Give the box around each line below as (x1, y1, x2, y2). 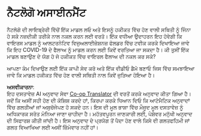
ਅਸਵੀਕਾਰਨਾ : (7, 84, 35, 91)
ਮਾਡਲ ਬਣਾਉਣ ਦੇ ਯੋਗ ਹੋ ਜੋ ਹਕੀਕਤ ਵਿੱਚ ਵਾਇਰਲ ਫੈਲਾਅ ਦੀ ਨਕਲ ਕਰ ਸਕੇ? (7, 52, 156, 60)
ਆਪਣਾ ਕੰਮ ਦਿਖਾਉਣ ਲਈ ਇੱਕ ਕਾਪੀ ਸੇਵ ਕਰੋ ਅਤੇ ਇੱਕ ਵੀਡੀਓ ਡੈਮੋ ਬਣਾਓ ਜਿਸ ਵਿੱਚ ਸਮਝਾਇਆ (7, 64, 195, 72)
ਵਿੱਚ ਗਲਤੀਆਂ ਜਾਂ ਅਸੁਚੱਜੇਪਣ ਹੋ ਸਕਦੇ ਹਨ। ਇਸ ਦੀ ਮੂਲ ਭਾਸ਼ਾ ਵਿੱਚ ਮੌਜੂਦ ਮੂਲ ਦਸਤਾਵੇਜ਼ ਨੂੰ (7, 103, 184, 110)
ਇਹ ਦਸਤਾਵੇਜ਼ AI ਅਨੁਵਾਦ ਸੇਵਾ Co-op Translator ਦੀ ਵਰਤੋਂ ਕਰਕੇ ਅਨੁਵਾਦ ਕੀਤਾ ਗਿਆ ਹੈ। (7, 90, 191, 97)
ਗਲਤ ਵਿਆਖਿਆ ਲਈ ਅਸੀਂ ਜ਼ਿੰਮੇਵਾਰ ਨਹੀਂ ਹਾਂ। (7, 123, 99, 131)
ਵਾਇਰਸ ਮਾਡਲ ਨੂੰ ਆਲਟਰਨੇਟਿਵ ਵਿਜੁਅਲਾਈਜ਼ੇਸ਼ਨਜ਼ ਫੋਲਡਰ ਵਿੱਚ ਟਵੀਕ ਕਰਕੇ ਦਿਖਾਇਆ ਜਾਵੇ (7, 39, 190, 47)
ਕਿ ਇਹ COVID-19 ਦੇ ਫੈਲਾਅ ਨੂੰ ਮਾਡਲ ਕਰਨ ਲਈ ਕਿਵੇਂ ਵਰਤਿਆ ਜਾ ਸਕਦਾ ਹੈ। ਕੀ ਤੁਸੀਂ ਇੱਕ (7, 46, 190, 53)
